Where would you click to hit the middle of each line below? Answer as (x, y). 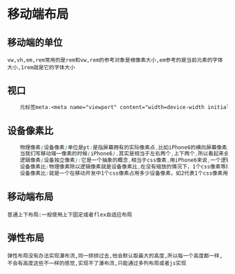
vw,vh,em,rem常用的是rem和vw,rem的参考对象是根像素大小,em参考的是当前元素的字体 (115, 60)
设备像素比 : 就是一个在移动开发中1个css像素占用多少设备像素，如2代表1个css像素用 (124, 173)
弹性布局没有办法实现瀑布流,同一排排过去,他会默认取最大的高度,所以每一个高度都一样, (115, 256)
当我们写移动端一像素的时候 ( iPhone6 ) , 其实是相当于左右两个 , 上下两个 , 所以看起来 (122, 154)
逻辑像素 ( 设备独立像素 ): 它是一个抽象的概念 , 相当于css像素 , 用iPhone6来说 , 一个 (121, 160)
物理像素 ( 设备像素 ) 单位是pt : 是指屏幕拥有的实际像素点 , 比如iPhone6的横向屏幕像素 (123, 147)
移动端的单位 (35, 42)
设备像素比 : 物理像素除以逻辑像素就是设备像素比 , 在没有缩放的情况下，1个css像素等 (123, 167)
